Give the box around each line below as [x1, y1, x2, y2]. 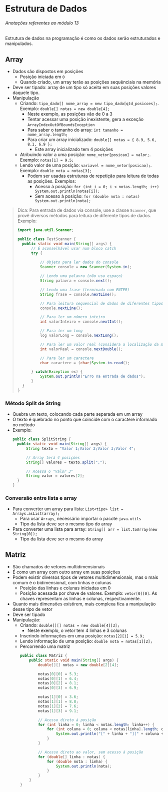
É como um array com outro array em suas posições [12, 569, 120, 575]
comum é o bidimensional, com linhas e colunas [12, 580, 111, 586]
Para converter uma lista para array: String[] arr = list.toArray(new [12, 526, 157, 532]
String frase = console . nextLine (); [39, 292, 116, 297]
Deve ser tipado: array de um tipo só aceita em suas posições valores [12, 85, 156, 91]
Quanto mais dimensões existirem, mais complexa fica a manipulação [12, 601, 156, 607]
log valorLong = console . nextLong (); [39, 333, 118, 338]
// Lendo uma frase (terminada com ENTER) [39, 287, 130, 292]
